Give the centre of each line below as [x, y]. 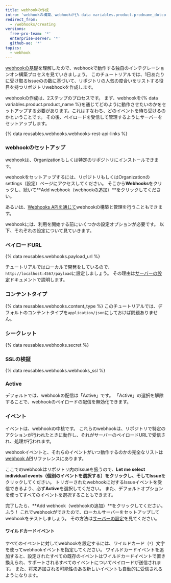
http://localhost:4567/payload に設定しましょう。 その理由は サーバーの [81, 273]
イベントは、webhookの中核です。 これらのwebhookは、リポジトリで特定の [86, 428]
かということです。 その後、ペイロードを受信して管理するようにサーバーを [84, 117]
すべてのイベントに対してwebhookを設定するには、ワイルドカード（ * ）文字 [85, 543]
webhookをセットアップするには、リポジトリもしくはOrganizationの [78, 177]
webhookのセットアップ [35, 147]
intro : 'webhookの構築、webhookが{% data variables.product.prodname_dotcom [87, 15]
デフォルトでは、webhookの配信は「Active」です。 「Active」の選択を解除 [84, 395]
